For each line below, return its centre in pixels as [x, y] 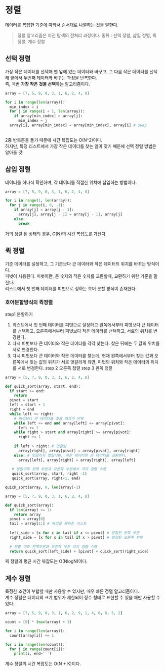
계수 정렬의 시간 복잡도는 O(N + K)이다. [43, 664]
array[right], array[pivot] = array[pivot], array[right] [79, 451]
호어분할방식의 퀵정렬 [29, 303]
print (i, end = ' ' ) [33, 654]
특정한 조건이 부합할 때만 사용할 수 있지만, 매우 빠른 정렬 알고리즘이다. [72, 591]
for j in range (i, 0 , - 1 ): [37, 205]
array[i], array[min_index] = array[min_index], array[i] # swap [78, 125]
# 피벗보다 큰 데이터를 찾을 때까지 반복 [49, 418]
